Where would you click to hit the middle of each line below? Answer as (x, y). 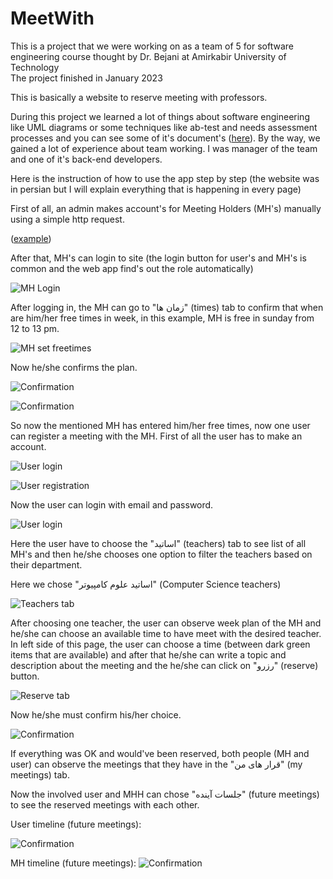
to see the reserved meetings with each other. (105, 804)
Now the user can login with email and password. (112, 504)
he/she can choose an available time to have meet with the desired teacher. (166, 633)
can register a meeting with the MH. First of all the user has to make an (156, 436)
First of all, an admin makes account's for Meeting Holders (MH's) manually (166, 208)
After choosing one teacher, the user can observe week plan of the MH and (166, 623)
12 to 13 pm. (35, 328)
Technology (35, 67)
